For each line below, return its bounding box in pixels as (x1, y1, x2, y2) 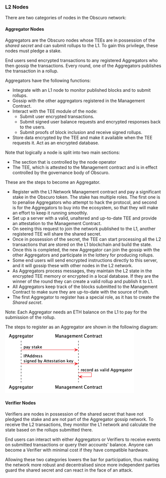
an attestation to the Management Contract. (12, 220, 102, 226)
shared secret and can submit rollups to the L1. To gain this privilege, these (5, 42, 158, 48)
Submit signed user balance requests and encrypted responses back (19, 119, 161, 124)
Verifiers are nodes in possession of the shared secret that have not (5, 411, 144, 417)
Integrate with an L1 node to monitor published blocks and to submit (12, 87, 151, 93)
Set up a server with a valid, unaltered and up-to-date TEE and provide (12, 215, 157, 221)
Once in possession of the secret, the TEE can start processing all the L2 (12, 236, 161, 242)
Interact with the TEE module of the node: (12, 108, 98, 114)
